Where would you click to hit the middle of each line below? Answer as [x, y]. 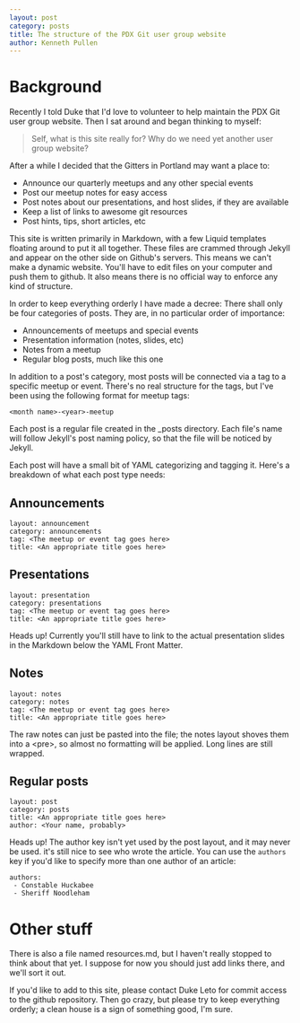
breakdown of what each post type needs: [87, 475]
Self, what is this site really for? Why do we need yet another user [152, 139]
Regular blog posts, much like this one [93, 359]
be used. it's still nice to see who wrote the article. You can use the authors [148, 852]
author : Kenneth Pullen [54, 43]
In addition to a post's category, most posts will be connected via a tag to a [148, 377]
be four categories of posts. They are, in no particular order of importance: [147, 313]
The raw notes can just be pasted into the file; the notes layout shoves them [149, 734]
